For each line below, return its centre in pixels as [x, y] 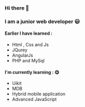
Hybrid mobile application [39, 94]
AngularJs [22, 55]
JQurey [20, 50]
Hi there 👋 [17, 8]
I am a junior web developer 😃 [42, 21]
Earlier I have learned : [29, 33]
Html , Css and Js [30, 45]
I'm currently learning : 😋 [32, 72]
